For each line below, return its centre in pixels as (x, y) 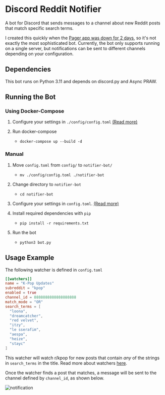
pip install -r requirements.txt (54, 223)
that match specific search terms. (39, 28)
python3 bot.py (35, 242)
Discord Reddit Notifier (53, 9)
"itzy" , (18, 325)
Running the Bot (30, 97)
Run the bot (24, 232)
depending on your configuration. (39, 54)
